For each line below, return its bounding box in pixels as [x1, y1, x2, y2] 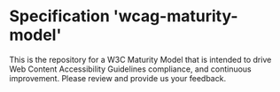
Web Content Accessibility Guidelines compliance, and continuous [9, 64, 252, 74]
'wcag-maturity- [113, 6, 238, 27]
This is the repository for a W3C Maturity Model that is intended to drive [9, 54, 272, 65]
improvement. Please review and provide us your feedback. [9, 73, 227, 83]
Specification [9, 6, 111, 27]
